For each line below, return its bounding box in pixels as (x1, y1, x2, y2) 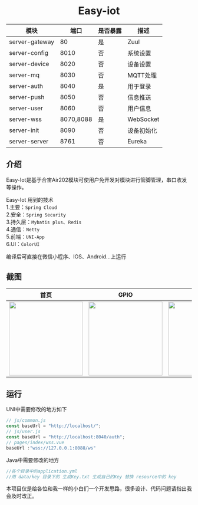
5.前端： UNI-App (6, 233, 45, 240)
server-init (9, 126, 39, 134)
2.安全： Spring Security (6, 211, 66, 218)
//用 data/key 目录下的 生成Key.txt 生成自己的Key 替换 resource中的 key (6, 474, 177, 480)
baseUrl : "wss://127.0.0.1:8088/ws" (6, 445, 96, 451)
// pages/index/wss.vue (6, 440, 65, 445)
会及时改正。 (6, 493, 37, 500)
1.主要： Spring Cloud (6, 204, 57, 211)
